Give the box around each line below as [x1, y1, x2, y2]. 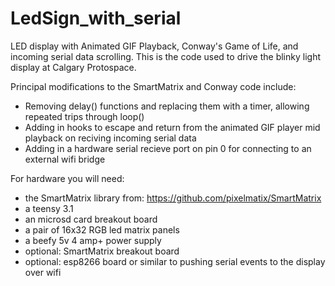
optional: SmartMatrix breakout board [24, 245, 180, 257]
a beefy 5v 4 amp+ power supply [24, 234, 162, 246]
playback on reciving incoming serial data [24, 132, 197, 144]
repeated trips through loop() [24, 110, 145, 122]
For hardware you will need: [10, 172, 125, 184]
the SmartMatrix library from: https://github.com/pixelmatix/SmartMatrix [24, 192, 322, 204]
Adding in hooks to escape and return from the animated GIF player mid [24, 121, 321, 133]
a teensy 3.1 [24, 202, 74, 214]
